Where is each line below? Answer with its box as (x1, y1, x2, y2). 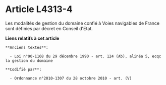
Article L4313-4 (5, 4, 73, 15)
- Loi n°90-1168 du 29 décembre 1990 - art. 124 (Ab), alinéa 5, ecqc (10, 54, 161, 59)
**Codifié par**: (5, 67, 42, 72)
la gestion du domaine (5, 58, 53, 63)
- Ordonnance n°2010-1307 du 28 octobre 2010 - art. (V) (10, 75, 132, 81)
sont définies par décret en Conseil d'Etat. (5, 25, 93, 31)
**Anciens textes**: (5, 45, 49, 50)
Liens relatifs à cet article (5, 35, 60, 41)
